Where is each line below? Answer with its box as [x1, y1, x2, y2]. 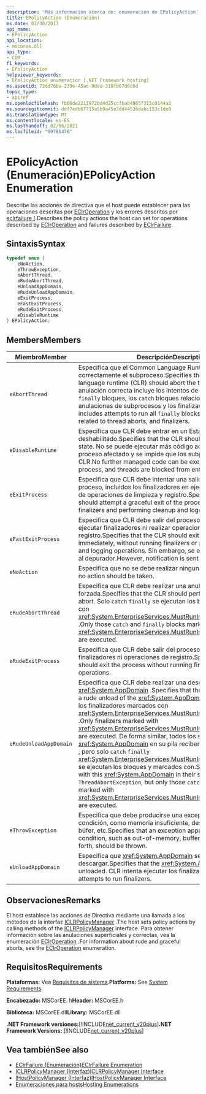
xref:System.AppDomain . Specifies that [78, 686, 192, 695]
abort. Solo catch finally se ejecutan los [78, 597, 196, 606]
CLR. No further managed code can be [78, 457, 188, 466]
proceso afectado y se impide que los [78, 450, 187, 459]
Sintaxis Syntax [6, 239, 66, 249]
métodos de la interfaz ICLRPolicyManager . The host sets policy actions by [6, 918, 196, 925]
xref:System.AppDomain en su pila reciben [78, 740, 201, 748]
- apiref [6, 94, 29, 101]
